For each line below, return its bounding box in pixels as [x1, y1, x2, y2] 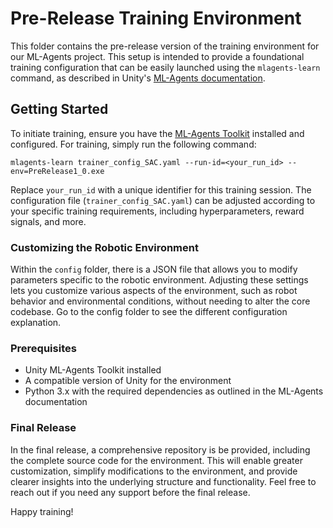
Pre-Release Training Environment [10, 7, 302, 30]
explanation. [10, 317, 62, 329]
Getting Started [10, 101, 109, 118]
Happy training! [10, 505, 74, 517]
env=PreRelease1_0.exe [10, 166, 105, 176]
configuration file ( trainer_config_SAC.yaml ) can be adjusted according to [10, 194, 316, 206]
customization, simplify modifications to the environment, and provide [10, 465, 298, 477]
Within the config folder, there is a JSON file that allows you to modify [10, 263, 298, 276]
